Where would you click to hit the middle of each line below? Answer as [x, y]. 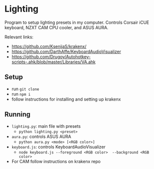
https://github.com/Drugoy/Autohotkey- [51, 56]
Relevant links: [19, 37]
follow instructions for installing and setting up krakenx [66, 99]
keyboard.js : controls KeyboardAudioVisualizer [59, 147]
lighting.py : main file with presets [46, 126]
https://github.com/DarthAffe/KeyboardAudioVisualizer [66, 51]
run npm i [21, 94]
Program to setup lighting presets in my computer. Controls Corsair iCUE [77, 22]
